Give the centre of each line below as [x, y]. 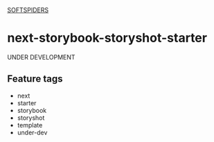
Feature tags [35, 79]
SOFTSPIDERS [28, 10]
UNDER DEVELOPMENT [41, 57]
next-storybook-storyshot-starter [107, 38]
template [30, 125]
